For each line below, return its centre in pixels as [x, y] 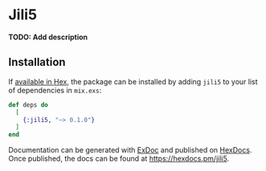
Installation [37, 62]
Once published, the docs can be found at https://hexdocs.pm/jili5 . [119, 159]
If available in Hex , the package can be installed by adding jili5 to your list [133, 81]
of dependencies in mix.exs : [55, 90]
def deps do [28, 105]
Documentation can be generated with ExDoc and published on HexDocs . [130, 150]
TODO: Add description [48, 37]
